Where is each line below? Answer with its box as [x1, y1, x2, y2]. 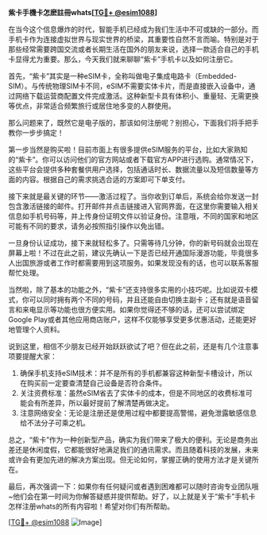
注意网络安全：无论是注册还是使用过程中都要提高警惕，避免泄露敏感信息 [19, 409, 257, 417]
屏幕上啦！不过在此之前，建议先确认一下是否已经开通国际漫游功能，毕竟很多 [8, 248, 259, 258]
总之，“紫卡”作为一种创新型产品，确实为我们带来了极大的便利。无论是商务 [8, 435, 252, 444]
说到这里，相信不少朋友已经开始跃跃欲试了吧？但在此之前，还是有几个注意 [8, 342, 252, 351]
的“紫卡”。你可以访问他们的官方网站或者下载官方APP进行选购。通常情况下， [8, 155, 258, 164]
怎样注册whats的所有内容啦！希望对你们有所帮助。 [8, 502, 175, 511]
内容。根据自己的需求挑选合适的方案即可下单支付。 [21, 175, 189, 184]
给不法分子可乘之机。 [19, 418, 90, 428]
